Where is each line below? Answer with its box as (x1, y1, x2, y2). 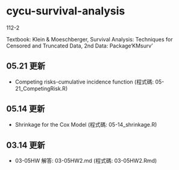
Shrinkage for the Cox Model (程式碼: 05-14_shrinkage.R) (14, 121, 157, 128)
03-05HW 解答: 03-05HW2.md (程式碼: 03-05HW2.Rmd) (14, 157, 157, 165)
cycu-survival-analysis (6, 4, 125, 18)
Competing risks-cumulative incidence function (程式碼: (14, 78, 154, 85)
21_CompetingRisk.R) (14, 85, 68, 92)
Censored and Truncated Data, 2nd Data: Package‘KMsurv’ (6, 42, 153, 49)
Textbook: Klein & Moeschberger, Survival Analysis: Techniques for (6, 35, 173, 43)
